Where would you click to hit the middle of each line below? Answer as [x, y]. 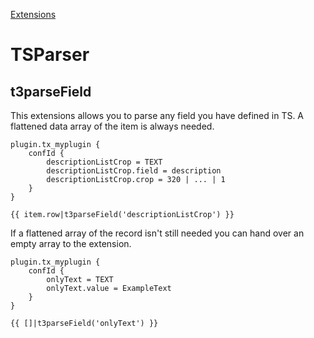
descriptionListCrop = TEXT [104, 162]
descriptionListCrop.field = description [134, 171]
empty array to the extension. [71, 243]
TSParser [50, 55]
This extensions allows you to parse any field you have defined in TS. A [157, 115]
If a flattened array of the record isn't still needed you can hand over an [157, 233]
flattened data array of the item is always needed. [112, 126]
